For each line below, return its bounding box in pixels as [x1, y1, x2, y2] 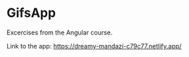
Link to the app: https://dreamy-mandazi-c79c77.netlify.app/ [6, 42, 182, 50]
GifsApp [6, 5, 56, 21]
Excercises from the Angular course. [6, 28, 113, 37]
